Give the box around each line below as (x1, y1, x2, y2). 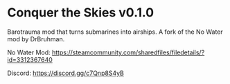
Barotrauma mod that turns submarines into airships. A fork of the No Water (7, 28, 223, 36)
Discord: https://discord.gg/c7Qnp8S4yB (7, 69, 125, 77)
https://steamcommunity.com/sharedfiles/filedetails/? (51, 48, 205, 56)
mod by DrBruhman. (7, 34, 65, 43)
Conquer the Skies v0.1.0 (7, 5, 154, 21)
